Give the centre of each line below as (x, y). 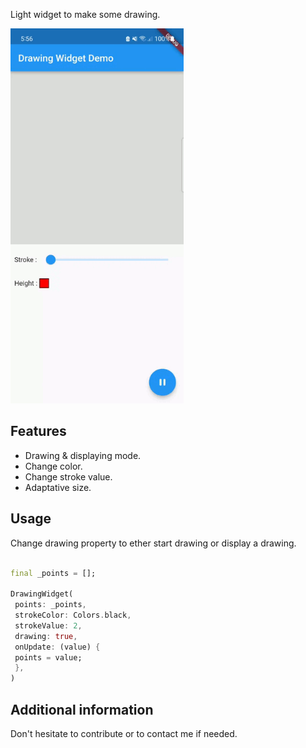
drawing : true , (46, 636)
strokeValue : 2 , (48, 625)
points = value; (48, 657)
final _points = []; (53, 573)
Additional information (82, 709)
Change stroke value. (68, 476)
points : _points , (50, 605)
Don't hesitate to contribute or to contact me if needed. (124, 733)
